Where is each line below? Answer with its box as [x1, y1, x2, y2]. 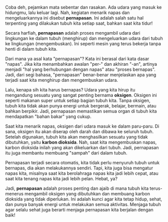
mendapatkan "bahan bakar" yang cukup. [5, 114, 92, 120]
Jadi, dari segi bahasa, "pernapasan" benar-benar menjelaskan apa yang [5, 72, 156, 77]
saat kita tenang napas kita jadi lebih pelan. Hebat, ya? [5, 176, 118, 181]
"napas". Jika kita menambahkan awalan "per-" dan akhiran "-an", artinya [5, 61, 157, 67]
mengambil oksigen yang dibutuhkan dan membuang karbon [24, 191, 150, 196]
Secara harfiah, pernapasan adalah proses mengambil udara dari [5, 30, 140, 36]
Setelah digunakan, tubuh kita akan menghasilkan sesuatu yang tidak [5, 134, 148, 140]
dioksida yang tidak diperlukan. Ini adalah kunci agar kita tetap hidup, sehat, [5, 196, 162, 202]
